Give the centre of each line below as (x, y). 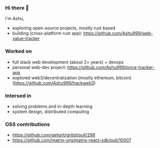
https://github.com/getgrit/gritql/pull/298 (54, 135)
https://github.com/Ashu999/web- (118, 33)
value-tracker (26, 38)
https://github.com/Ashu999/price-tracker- (111, 67)
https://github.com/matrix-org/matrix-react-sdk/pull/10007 (72, 140)
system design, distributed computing (51, 111)
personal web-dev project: (39, 67)
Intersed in (18, 95)
